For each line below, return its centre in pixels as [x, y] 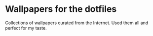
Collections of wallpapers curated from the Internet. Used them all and [77, 23]
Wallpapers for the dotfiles [61, 9]
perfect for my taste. [26, 28]
